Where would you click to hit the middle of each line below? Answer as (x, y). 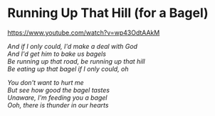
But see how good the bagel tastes (59, 90)
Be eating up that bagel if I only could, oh (68, 69)
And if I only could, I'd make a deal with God (72, 46)
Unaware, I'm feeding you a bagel (57, 98)
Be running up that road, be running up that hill (77, 61)
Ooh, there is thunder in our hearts (58, 105)
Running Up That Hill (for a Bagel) (108, 13)
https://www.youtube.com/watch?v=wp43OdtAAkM (84, 33)
